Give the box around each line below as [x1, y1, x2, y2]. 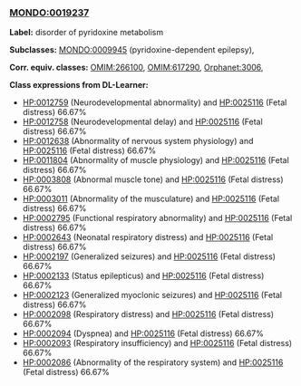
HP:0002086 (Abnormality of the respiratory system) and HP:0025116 [22, 357, 284, 368]
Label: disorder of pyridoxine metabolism [9, 27, 164, 38]
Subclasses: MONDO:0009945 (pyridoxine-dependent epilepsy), [9, 44, 255, 55]
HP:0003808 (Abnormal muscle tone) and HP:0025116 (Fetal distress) [22, 174, 284, 185]
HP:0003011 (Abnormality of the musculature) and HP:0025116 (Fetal [22, 193, 279, 205]
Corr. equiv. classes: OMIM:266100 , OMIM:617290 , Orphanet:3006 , [9, 62, 264, 73]
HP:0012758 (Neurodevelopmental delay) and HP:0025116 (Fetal [22, 116, 263, 128]
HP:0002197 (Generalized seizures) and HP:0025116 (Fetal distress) [22, 251, 277, 262]
